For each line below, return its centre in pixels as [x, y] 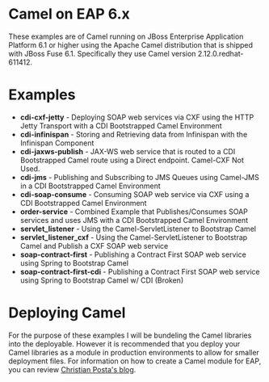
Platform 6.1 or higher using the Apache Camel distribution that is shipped [130, 44]
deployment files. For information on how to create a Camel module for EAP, [135, 361]
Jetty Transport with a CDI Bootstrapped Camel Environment [121, 125]
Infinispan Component [57, 143]
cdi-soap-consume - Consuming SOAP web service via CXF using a [134, 194]
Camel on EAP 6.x [69, 14]
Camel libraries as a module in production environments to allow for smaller [134, 352]
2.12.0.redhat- [221, 53]
